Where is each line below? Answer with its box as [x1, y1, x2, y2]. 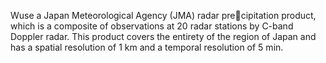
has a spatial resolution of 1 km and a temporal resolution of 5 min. [10, 41, 284, 53]
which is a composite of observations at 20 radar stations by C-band [10, 20, 294, 32]
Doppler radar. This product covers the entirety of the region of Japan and [10, 31, 317, 42]
